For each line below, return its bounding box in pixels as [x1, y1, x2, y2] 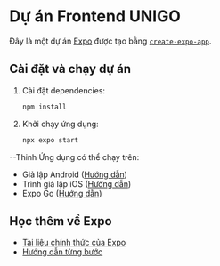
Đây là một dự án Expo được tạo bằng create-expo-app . [9, 36, 212, 46]
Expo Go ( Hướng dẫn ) [21, 188, 102, 198]
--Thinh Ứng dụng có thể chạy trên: [9, 151, 140, 162]
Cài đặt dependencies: [21, 85, 105, 95]
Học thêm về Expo [9, 214, 113, 229]
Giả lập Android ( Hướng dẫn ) [21, 169, 127, 180]
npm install [21, 102, 67, 111]
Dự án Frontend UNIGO [9, 6, 181, 27]
